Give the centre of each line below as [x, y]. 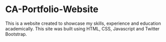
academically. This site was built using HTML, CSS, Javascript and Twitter [82, 28]
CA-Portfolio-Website [52, 9]
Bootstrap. [16, 34]
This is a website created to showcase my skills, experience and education [83, 23]
